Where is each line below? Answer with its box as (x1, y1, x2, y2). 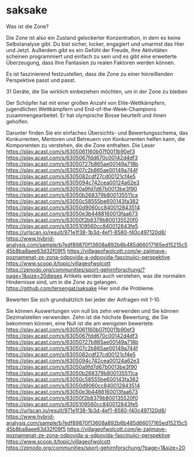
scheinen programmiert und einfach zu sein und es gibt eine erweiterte (6, 53, 177, 60)
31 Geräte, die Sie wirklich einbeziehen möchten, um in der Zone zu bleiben (6, 88, 188, 95)
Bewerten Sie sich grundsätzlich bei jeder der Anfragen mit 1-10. (6, 296, 161, 303)
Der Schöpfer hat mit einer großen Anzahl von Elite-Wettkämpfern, (6, 99, 167, 106)
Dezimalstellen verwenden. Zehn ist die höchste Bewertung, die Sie (6, 314, 168, 321)
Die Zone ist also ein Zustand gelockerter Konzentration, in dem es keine (6, 34, 181, 41)
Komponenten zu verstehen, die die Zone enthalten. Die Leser (6, 142, 155, 149)
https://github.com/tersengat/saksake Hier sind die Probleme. (6, 284, 155, 291)
